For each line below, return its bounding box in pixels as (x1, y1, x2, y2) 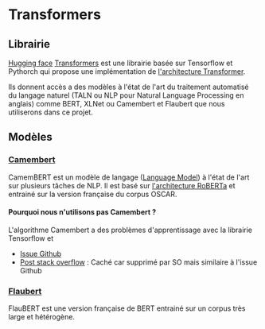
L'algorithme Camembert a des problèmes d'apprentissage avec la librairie (8, 225, 253, 234)
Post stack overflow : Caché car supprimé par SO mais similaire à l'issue (19, 257, 258, 267)
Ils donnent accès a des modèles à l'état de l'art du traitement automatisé (8, 82, 249, 91)
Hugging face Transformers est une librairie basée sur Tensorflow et (8, 58, 233, 68)
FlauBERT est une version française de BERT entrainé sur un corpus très (8, 304, 246, 313)
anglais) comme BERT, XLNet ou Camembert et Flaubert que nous (8, 99, 225, 108)
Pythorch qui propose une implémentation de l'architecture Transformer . (8, 67, 246, 76)
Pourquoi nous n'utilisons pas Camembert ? (8, 207, 157, 217)
